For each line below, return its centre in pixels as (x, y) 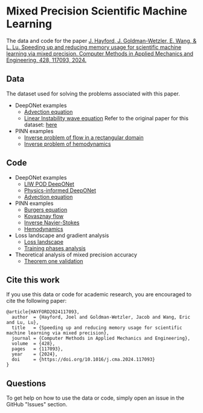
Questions (26, 383)
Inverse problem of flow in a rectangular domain (84, 137)
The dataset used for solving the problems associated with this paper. (93, 93)
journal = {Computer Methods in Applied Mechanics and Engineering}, (101, 339)
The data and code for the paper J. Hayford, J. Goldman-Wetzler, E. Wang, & (101, 41)
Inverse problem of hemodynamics (67, 144)
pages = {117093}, (37, 349)
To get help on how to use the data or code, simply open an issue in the (95, 398)
